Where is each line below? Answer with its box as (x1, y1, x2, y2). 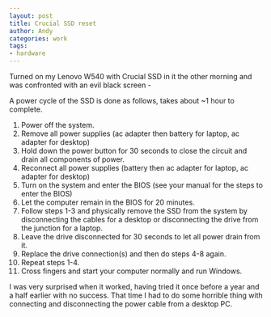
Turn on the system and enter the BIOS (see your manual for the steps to (20, 180, 264, 190)
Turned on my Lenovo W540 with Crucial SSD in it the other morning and (9, 72, 252, 81)
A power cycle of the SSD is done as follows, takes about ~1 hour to (9, 96, 235, 105)
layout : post (9, 11, 53, 20)
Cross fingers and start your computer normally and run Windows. (20, 266, 243, 276)
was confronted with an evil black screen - (9, 80, 152, 90)
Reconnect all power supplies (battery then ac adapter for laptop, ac (20, 163, 249, 172)
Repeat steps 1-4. (20, 258, 80, 267)
